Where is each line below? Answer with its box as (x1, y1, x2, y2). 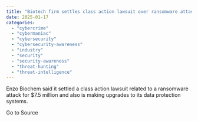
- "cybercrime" (11, 25, 49, 31)
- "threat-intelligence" (11, 69, 72, 75)
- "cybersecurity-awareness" (11, 42, 83, 48)
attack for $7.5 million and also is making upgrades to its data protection (6, 91, 181, 99)
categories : (6, 19, 35, 25)
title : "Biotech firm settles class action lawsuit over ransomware (6, 8, 178, 15)
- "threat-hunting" (11, 63, 60, 70)
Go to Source (6, 109, 38, 116)
